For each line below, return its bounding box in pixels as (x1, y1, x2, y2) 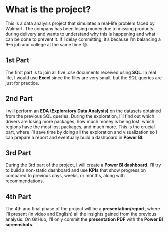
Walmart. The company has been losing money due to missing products (5, 25, 154, 31)
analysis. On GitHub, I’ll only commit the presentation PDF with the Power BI (5, 216, 163, 222)
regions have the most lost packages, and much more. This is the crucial (5, 124, 155, 130)
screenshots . (5, 222, 34, 228)
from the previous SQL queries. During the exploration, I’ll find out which (5, 113, 154, 119)
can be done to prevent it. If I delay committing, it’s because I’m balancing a (5, 36, 161, 42)
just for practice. (5, 80, 39, 86)
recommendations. (5, 178, 44, 184)
